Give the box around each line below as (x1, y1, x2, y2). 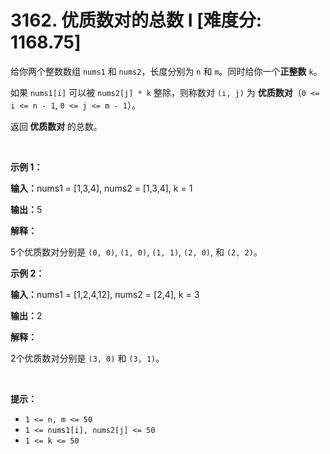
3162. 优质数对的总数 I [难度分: (10, 9, 263, 32)
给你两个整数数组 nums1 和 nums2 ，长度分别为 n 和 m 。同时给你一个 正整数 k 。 (10, 65, 323, 77)
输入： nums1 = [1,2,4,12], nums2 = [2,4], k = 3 (10, 288, 200, 300)
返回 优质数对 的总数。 (10, 120, 103, 132)
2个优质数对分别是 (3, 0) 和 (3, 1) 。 (10, 352, 165, 364)
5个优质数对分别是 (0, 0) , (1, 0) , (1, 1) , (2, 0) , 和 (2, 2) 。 (10, 246, 263, 258)
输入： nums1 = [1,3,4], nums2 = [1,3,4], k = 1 (10, 182, 193, 194)
